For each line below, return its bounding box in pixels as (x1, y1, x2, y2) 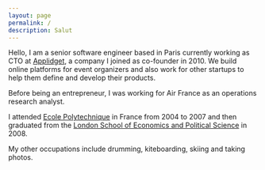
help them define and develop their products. (8, 73, 156, 83)
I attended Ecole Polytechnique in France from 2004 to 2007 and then (8, 112, 237, 122)
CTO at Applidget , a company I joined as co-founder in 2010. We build (8, 56, 237, 66)
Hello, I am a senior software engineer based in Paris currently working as (8, 48, 250, 58)
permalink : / (8, 19, 52, 27)
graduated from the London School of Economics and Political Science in (8, 120, 248, 130)
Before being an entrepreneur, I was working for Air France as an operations (8, 89, 257, 98)
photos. (8, 153, 33, 162)
